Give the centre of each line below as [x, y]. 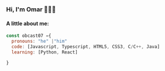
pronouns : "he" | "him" [39, 41]
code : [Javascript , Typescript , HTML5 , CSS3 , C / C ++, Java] [86, 46]
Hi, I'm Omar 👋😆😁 [31, 9]
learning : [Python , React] [45, 52]
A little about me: [27, 23]
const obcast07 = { [29, 36]
